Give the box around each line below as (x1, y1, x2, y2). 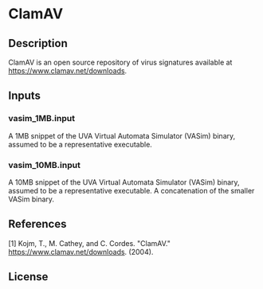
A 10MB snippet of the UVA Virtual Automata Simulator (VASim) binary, (8, 177, 241, 187)
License (8, 270, 49, 283)
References (8, 217, 67, 231)
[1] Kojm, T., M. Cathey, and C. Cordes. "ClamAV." (8, 238, 171, 248)
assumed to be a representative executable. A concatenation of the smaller (8, 186, 255, 195)
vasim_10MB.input (8, 159, 81, 170)
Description (8, 37, 68, 50)
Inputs (8, 89, 41, 103)
